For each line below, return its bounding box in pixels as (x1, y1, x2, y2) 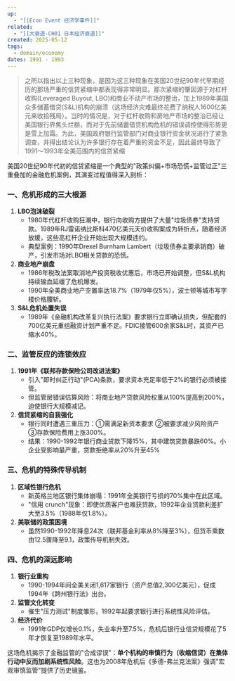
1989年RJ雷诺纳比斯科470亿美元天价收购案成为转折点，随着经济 (40, 224, 227, 233)
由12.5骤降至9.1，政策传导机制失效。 (27, 535, 133, 544)
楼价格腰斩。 (27, 295, 65, 303)
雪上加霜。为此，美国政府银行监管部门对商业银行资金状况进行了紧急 (30, 129, 228, 137)
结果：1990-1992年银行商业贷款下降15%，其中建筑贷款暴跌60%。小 (27, 437, 227, 445)
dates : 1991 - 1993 (7, 56, 65, 63)
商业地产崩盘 (17, 260, 55, 268)
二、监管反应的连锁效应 (7, 349, 86, 359)
